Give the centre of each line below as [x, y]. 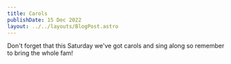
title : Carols [28, 13]
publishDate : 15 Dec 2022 [44, 20]
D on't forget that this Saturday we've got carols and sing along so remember [116, 46]
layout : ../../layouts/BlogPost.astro [63, 26]
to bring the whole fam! [40, 53]
